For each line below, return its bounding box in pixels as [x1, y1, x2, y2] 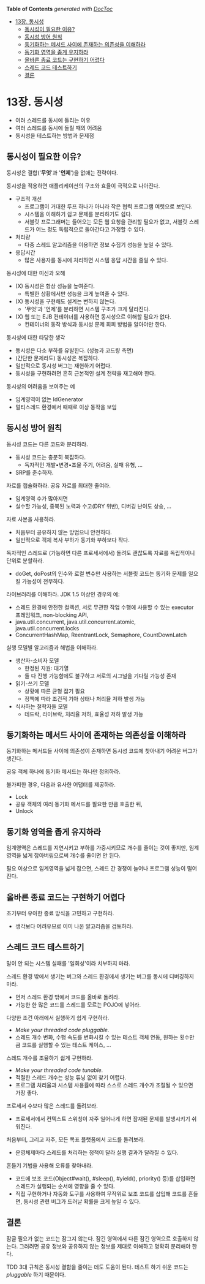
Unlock [15, 807, 34, 815]
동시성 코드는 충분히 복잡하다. [15, 453, 86, 461]
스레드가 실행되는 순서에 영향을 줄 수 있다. [15, 1182, 115, 1190]
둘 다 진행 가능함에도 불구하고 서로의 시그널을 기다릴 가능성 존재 [24, 672, 176, 679]
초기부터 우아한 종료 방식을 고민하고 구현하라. [6, 910, 114, 916]
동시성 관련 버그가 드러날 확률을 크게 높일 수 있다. [23, 1198, 141, 1205]
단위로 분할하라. [6, 557, 45, 564]
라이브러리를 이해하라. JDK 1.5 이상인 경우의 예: [6, 591, 120, 598]
